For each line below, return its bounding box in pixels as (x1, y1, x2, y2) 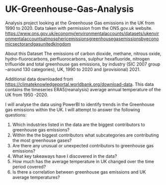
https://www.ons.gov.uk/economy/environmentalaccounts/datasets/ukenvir (5, 30, 160, 36)
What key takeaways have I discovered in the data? (12, 153, 117, 159)
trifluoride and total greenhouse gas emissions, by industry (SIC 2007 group (5, 61, 161, 67)
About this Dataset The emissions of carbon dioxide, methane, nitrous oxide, (5, 51, 162, 57)
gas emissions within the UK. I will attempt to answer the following (5, 107, 140, 113)
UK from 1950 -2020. (5, 92, 49, 98)
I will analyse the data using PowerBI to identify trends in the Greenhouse (5, 101, 155, 107)
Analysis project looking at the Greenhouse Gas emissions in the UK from (5, 20, 155, 26)
